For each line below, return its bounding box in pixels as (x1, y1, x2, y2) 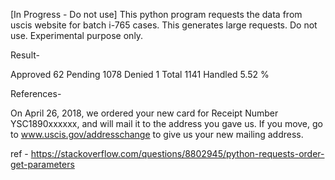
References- (10, 88, 62, 99)
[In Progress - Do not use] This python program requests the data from (10, 9, 303, 20)
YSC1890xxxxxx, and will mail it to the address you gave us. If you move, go (10, 118, 323, 129)
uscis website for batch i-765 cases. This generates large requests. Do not (10, 19, 318, 31)
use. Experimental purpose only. (10, 30, 144, 41)
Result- (10, 49, 40, 61)
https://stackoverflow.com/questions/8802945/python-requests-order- (30, 148, 325, 159)
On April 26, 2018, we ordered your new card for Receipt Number (10, 107, 279, 119)
